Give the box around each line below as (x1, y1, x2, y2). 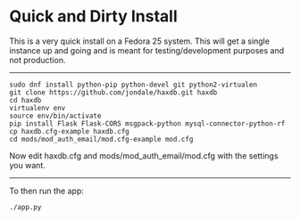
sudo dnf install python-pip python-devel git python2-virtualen (9, 80, 257, 89)
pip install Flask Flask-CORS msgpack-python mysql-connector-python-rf (9, 118, 286, 128)
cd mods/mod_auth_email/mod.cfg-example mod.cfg (9, 134, 194, 143)
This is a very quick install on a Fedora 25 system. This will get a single (9, 36, 271, 46)
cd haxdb (9, 95, 42, 104)
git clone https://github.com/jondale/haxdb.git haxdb (9, 87, 218, 97)
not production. (9, 54, 66, 65)
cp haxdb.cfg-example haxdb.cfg (9, 126, 129, 135)
